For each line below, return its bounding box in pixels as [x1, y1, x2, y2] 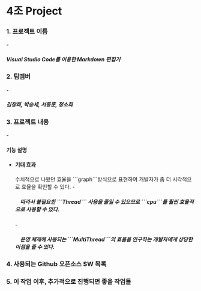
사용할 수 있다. [26, 206, 60, 213]
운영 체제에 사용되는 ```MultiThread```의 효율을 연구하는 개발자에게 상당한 [20, 236, 193, 243]
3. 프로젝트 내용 [6, 117, 49, 126]
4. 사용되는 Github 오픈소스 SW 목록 [6, 260, 107, 268]
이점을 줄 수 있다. [14, 243, 55, 250]
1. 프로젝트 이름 [6, 27, 48, 35]
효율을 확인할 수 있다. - [21, 183, 75, 190]
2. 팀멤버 [6, 72, 31, 81]
